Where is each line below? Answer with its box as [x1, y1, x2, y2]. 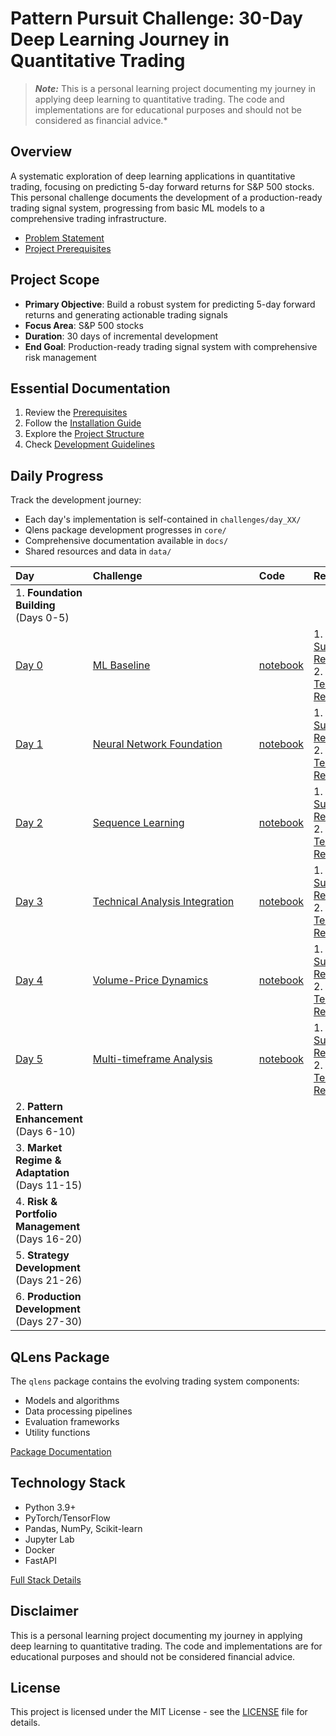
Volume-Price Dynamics [92, 973, 209, 987]
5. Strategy [15, 1248, 70, 1262]
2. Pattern [15, 1100, 63, 1114]
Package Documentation [10, 1446, 112, 1457]
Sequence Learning [92, 816, 185, 830]
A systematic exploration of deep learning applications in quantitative [10, 170, 296, 182]
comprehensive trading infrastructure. [10, 212, 167, 224]
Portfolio [15, 1207, 58, 1221]
